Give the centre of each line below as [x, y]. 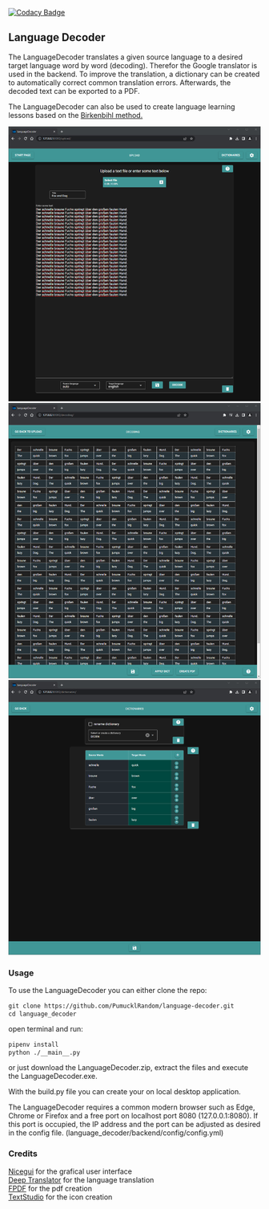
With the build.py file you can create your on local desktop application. [125, 1092]
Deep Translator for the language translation [81, 1179]
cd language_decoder [43, 1014]
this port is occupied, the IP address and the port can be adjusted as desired [134, 1125]
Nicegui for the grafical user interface [70, 1171]
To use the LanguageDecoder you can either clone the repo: [108, 991]
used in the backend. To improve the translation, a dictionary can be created [134, 74]
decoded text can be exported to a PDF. [74, 91]
